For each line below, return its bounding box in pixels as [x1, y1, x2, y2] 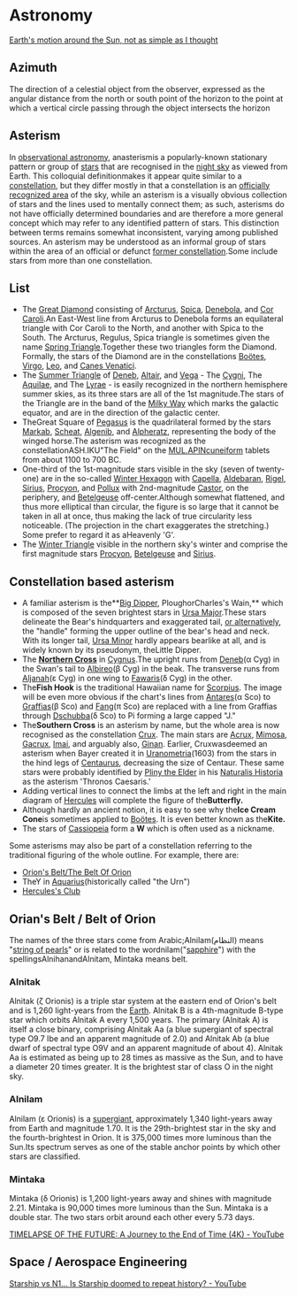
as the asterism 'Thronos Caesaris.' [21, 776, 151, 787]
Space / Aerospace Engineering [9, 1255, 187, 1270]
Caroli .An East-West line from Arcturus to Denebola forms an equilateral [21, 313, 284, 324]
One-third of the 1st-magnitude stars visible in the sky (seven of [21, 464, 255, 474]
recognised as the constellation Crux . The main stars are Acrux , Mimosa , [21, 729, 287, 740]
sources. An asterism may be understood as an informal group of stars [9, 236, 267, 247]
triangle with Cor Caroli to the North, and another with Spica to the [21, 323, 263, 334]
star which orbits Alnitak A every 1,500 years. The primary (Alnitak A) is [9, 1015, 269, 1025]
